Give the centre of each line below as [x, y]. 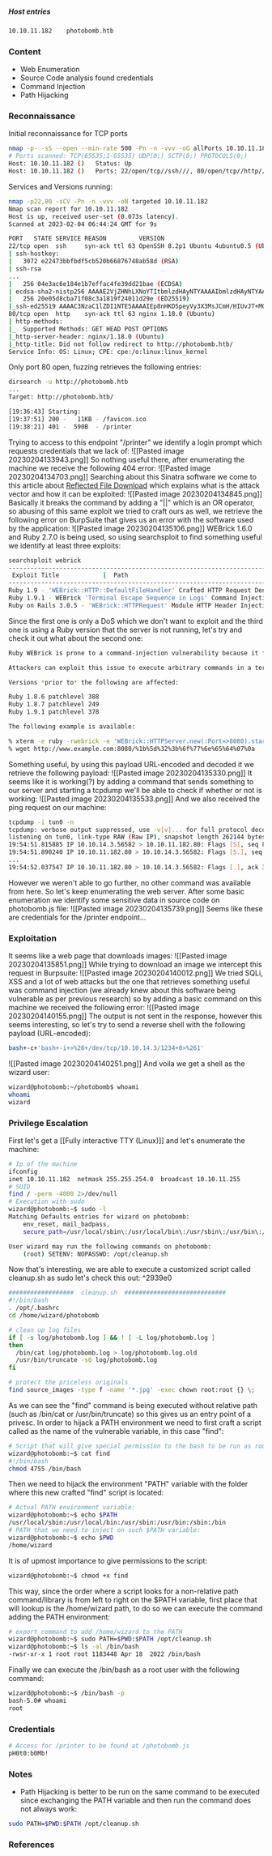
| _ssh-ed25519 [32, 307]
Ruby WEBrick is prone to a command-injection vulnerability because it [134, 653]
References [32, 1845]
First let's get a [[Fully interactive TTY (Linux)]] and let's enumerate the [127, 1140]
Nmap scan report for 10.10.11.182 [68, 209]
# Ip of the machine [43, 1164]
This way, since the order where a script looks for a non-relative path [123, 1591]
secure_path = [45, 1231]
